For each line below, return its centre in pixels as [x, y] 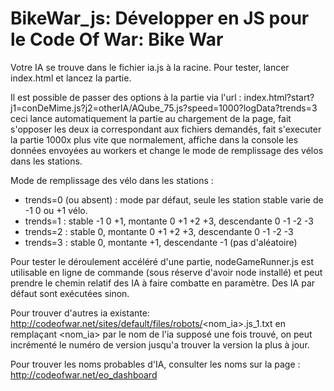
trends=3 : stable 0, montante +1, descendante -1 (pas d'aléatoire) [161, 242]
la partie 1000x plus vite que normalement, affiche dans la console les [154, 139]
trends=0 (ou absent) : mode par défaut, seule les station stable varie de [174, 199]
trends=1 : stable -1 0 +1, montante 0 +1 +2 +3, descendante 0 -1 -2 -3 [169, 221]
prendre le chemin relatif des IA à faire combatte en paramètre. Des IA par [163, 283]
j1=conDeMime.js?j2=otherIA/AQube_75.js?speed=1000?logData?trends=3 [164, 108]
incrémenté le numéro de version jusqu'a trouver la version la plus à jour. [160, 344]
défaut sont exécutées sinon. [70, 293]
